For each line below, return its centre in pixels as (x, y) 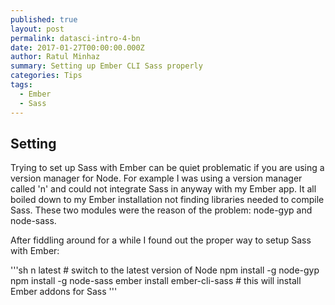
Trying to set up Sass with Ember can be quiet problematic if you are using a (167, 168)
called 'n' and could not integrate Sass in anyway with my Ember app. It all (163, 189)
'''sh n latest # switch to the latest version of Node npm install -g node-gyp (165, 270)
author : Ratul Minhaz (55, 57)
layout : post (37, 29)
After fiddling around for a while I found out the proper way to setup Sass (161, 240)
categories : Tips (46, 76)
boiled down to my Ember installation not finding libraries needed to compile (167, 200)
